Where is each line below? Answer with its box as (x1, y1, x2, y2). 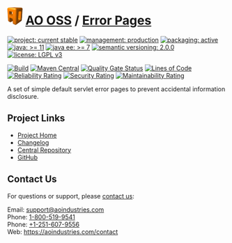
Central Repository (17, 146, 72, 154)
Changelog (17, 138, 49, 146)
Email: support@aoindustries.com (7, 205, 105, 214)
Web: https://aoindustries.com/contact (7, 227, 118, 236)
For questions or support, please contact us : (7, 191, 134, 200)
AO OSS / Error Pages (25, 13, 152, 29)
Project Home (17, 131, 57, 139)
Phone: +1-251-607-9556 (7, 220, 80, 228)
